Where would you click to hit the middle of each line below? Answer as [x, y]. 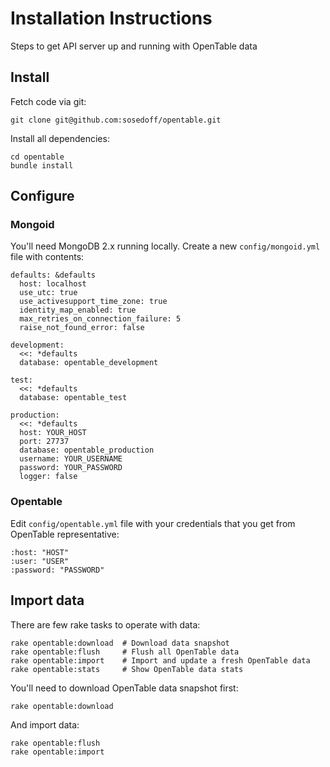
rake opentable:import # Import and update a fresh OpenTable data [160, 660]
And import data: [45, 724]
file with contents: [47, 257]
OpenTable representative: [65, 534]
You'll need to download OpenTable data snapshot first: [124, 688]
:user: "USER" [40, 561]
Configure [42, 196]
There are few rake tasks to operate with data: [105, 624]
